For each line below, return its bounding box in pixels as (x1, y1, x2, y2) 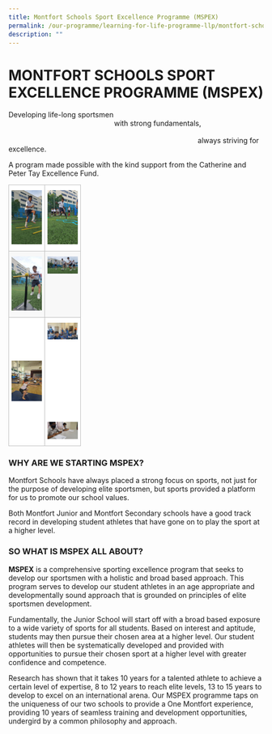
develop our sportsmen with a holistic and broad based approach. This (8, 573, 244, 583)
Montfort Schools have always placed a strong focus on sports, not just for (8, 476, 257, 486)
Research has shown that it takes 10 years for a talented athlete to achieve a (8, 672, 262, 683)
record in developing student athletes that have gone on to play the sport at (8, 517, 261, 527)
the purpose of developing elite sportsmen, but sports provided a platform (8, 484, 256, 494)
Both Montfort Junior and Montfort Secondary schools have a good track (8, 508, 252, 518)
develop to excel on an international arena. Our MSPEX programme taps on (8, 690, 259, 700)
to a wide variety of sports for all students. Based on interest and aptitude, (8, 623, 257, 633)
